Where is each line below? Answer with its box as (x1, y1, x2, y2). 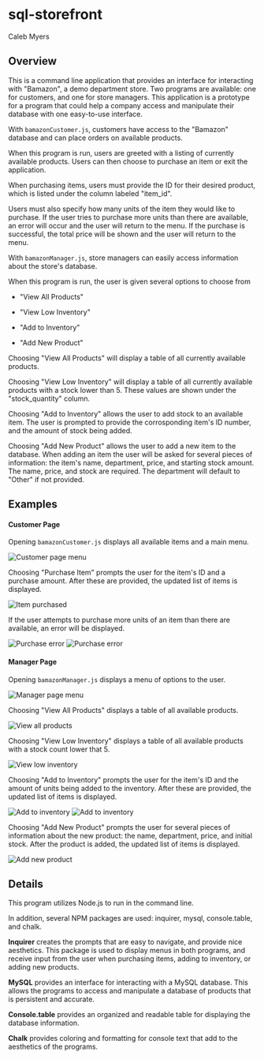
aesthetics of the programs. (8, 1042, 99, 1052)
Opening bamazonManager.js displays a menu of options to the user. (8, 674, 226, 684)
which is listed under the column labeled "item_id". (8, 188, 173, 198)
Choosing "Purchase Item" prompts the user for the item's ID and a (8, 567, 226, 578)
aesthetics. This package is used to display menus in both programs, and (8, 946, 246, 955)
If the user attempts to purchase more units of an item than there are (8, 615, 231, 625)
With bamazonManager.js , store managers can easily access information (8, 253, 239, 262)
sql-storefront (8, 6, 102, 24)
